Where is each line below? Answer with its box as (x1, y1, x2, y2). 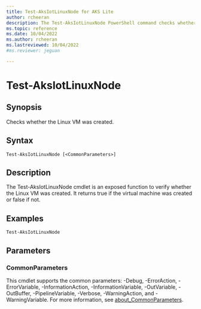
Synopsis (6, 102, 42, 112)
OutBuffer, (6, 289, 32, 296)
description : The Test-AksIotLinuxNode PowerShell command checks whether (6, 20, 197, 26)
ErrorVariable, (6, 283, 41, 290)
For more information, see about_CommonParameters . (50, 296, 184, 303)
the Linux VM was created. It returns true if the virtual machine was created (6, 189, 193, 197)
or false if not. (6, 196, 41, 203)
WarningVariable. (6, 296, 49, 303)
